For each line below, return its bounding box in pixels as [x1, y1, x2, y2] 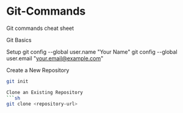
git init [6, 78, 29, 84]
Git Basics [6, 36, 32, 43]
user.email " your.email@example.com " [6, 54, 104, 62]
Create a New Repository [6, 66, 70, 74]
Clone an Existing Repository [6, 89, 84, 95]
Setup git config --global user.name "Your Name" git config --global [6, 48, 178, 56]
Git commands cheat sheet [6, 24, 74, 32]
